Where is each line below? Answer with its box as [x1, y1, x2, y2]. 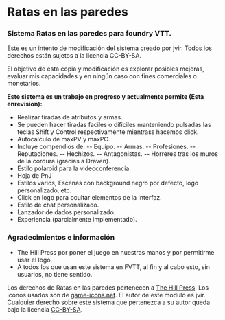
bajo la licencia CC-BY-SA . [7, 305, 83, 313]
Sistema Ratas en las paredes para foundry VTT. [7, 29, 172, 38]
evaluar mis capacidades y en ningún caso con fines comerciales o [7, 72, 197, 80]
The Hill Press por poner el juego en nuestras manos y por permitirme [16, 248, 215, 256]
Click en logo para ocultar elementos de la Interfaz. [16, 194, 163, 202]
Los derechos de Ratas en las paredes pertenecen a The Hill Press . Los [7, 283, 209, 292]
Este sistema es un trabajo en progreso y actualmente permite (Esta [7, 93, 204, 101]
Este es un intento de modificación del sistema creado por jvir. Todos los [7, 44, 213, 52]
